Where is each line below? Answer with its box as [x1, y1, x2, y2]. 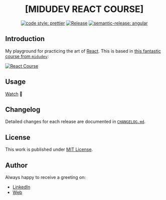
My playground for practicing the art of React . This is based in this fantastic [5, 48, 161, 54]
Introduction [5, 35, 45, 43]
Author [5, 161, 28, 169]
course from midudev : [5, 53, 49, 59]
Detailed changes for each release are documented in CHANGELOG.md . [5, 119, 146, 125]
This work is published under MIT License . [5, 146, 93, 152]
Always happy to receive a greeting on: [5, 174, 86, 180]
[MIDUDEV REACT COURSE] [25, 4, 144, 15]
